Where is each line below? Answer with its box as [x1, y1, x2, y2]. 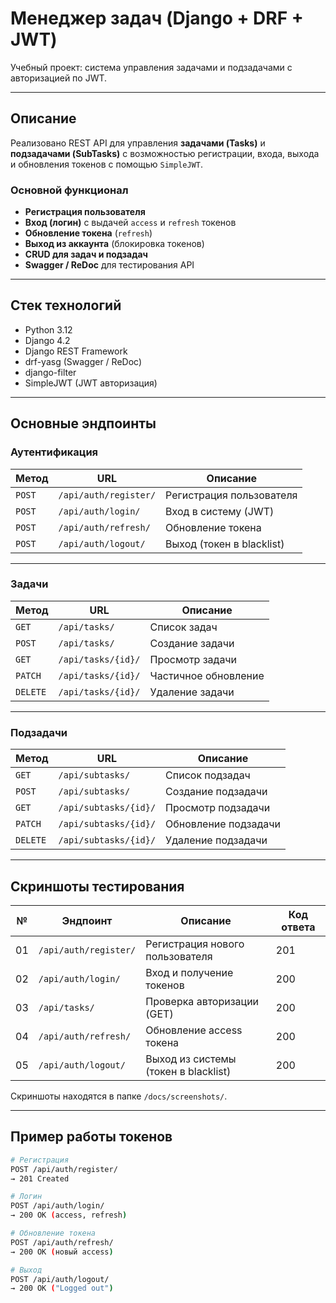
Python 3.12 [24, 323, 73, 336]
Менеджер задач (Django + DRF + [10, 7, 304, 30]
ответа [281, 920, 316, 934]
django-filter [24, 366, 77, 378]
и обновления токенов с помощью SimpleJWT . [10, 158, 203, 170]
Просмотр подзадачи [165, 801, 271, 815]
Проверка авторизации [145, 994, 260, 1008]
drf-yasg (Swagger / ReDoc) [24, 355, 143, 367]
